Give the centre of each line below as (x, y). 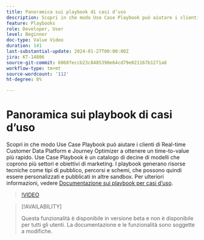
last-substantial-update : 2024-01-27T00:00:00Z (68, 52)
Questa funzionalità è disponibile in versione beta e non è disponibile (107, 218)
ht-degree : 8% (24, 79)
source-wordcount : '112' (38, 74)
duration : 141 (24, 46)
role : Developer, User (35, 29)
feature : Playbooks (31, 23)
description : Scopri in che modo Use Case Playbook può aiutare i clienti (103, 18)
